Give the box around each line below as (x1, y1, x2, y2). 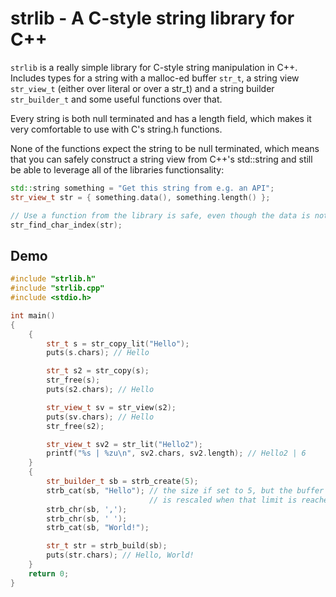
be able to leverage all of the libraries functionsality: (10, 163, 225, 176)
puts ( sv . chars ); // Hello (46, 412, 155, 422)
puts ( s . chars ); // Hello (46, 348, 150, 358)
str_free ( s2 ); (46, 421, 105, 431)
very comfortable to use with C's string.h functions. (10, 123, 223, 135)
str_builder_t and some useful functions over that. (10, 93, 223, 105)
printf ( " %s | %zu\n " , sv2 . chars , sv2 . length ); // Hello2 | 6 (46, 448, 307, 459)
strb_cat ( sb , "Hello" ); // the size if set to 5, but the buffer (46, 485, 325, 496)
